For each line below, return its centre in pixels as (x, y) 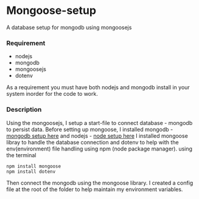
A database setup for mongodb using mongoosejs (69, 27)
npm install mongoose (34, 166)
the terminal (21, 155)
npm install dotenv (31, 171)
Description (24, 110)
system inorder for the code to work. (52, 94)
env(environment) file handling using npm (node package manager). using (100, 149)
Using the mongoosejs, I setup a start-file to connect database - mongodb (100, 123)
